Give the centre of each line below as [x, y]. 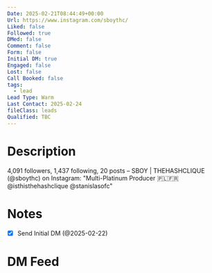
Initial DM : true [32, 59]
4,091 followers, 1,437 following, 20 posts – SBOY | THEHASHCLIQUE [106, 170]
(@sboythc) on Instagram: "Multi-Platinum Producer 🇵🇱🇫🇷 [93, 178]
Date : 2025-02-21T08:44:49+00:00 [55, 14]
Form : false [24, 53]
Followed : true [29, 33]
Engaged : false [29, 65]
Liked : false [26, 26]
